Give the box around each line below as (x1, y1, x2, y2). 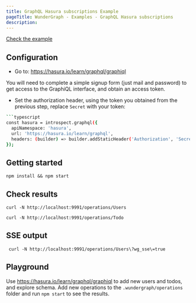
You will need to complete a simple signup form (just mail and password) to (6, 80, 187, 87)
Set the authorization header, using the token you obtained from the (14, 97, 178, 104)
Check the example (6, 36, 52, 43)
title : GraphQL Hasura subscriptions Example (6, 8, 118, 15)
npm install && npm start (6, 173, 69, 179)
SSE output (6, 230, 48, 240)
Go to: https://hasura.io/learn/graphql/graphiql (14, 68, 127, 75)
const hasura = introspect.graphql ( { (6, 120, 98, 126)
